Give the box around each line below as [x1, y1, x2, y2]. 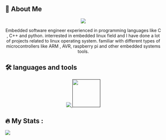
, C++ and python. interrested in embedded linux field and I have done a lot [6, 33, 160, 39]
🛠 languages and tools [5, 63, 77, 72]
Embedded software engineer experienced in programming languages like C [5, 27, 162, 33]
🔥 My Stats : [5, 117, 44, 125]
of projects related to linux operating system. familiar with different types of [6, 38, 161, 44]
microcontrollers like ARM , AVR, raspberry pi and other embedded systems [6, 43, 161, 49]
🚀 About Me [5, 5, 42, 13]
